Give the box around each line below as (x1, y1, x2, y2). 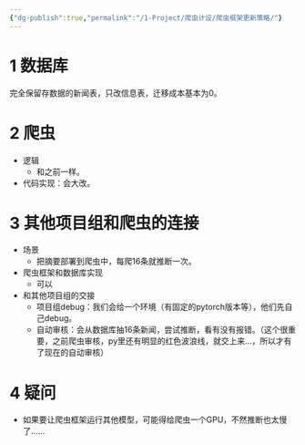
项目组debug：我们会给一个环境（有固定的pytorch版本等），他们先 (36, 302, 285, 313)
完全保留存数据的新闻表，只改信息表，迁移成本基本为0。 (9, 88, 222, 98)
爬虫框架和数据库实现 (22, 267, 103, 278)
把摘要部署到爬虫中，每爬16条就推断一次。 (36, 256, 197, 267)
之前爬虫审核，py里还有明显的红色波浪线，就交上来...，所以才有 (52, 336, 292, 347)
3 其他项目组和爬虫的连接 (9, 212, 199, 233)
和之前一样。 (36, 166, 85, 177)
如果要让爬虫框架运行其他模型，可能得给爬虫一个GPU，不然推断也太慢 (22, 414, 288, 425)
